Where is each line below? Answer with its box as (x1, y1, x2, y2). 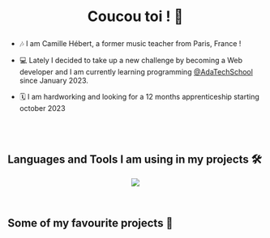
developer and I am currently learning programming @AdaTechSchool (19, 67, 253, 77)
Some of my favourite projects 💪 (7, 216, 174, 230)
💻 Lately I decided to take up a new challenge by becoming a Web (19, 56, 243, 66)
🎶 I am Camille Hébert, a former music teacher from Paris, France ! (19, 39, 242, 49)
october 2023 (19, 104, 66, 113)
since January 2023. (19, 76, 88, 86)
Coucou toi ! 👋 (87, 7, 184, 26)
